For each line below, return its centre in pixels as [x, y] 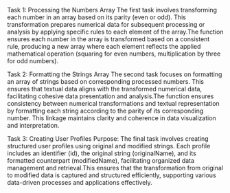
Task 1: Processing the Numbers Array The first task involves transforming [112, 10]
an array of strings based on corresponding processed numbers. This [106, 81]
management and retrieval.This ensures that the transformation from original [115, 168]
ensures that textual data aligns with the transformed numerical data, [105, 89]
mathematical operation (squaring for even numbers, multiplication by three [114, 54]
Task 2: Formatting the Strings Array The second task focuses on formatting [115, 74]
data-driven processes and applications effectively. [80, 182]
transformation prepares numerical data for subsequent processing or [106, 24]
